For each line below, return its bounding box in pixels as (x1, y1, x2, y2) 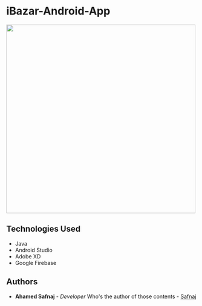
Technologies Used (6, 224, 80, 234)
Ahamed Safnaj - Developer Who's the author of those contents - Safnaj (15, 293, 197, 300)
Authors (6, 276, 38, 287)
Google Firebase (15, 259, 57, 266)
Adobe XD (15, 252, 41, 260)
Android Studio (15, 246, 53, 253)
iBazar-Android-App (6, 4, 111, 18)
